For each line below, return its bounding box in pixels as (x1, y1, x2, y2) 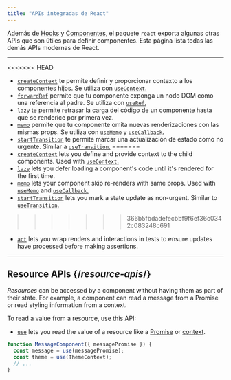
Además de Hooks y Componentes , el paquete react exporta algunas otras (7, 29, 220, 37)
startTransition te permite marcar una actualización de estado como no (16, 135, 224, 143)
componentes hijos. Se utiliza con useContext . (16, 84, 147, 92)
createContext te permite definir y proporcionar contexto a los (16, 76, 193, 85)
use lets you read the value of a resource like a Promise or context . (16, 328, 206, 336)
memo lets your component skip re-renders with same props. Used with (16, 179, 216, 187)
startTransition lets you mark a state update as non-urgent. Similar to (16, 193, 218, 201)
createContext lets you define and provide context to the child (16, 149, 193, 158)
